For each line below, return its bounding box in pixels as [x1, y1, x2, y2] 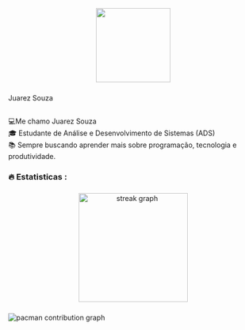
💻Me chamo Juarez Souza [8, 116, 97, 126]
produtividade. [8, 152, 56, 161]
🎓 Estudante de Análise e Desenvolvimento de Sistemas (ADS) [8, 128, 216, 138]
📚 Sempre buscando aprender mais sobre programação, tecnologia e [8, 140, 237, 150]
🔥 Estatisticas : [8, 172, 67, 183]
